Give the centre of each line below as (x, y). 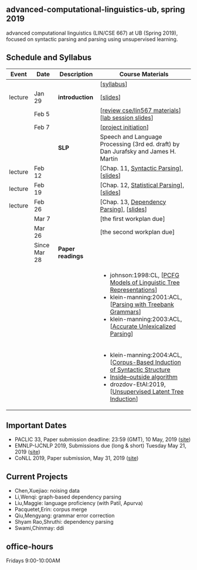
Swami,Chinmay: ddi (39, 528)
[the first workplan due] (133, 219)
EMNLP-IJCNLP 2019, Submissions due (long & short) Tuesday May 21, (100, 446)
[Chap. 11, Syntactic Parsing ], (142, 168)
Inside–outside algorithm (144, 377)
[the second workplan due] (137, 232)
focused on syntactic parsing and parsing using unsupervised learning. (92, 39)
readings (71, 256)
